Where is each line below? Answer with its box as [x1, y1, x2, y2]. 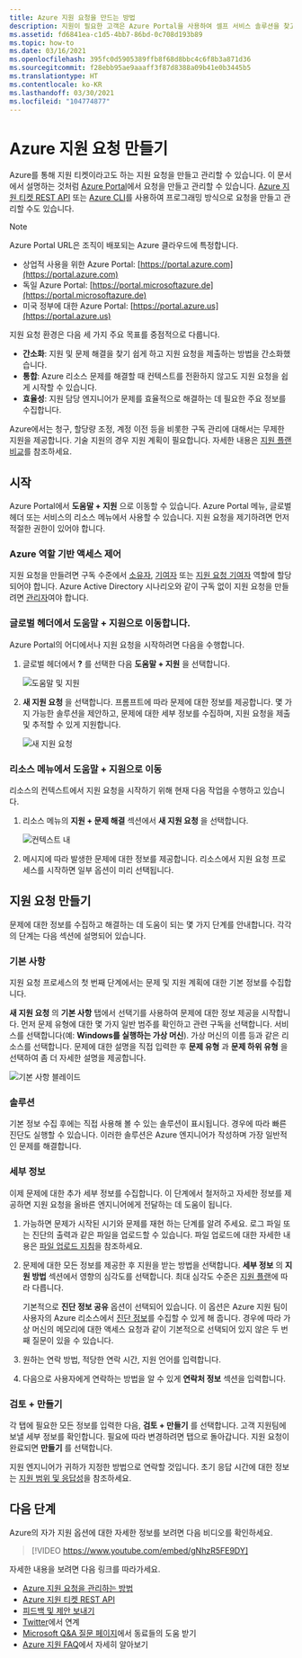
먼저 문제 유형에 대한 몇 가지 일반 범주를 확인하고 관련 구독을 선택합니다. [21, 1019, 272, 1030]
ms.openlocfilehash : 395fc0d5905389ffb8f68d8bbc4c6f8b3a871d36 [9, 55, 252, 64]
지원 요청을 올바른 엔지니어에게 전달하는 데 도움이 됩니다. [32, 1199, 233, 1209]
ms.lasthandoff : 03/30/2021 [9, 88, 115, 97]
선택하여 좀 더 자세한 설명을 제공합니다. [9, 1053, 147, 1064]
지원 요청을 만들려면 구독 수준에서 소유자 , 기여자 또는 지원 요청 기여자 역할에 [9, 570, 276, 581]
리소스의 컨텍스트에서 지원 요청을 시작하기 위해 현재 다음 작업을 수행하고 [9, 785, 262, 796]
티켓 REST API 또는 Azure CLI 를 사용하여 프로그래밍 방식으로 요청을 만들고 [18, 192, 281, 203]
